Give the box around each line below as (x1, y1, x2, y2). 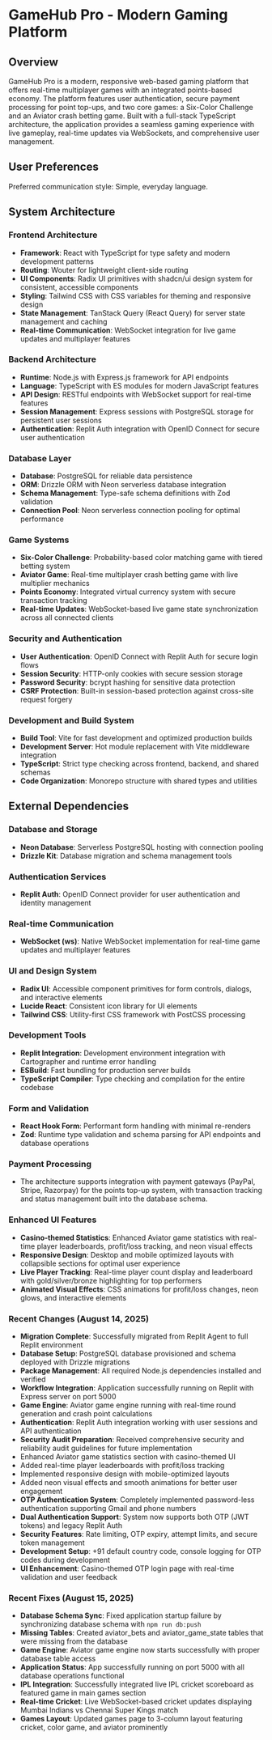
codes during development (19, 1555, 111, 1565)
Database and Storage (8, 824, 99, 835)
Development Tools (8, 1029, 87, 1041)
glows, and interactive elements (19, 1292, 127, 1302)
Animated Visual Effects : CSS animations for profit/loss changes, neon (19, 1284, 259, 1294)
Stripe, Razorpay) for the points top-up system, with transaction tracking (19, 1186, 263, 1195)
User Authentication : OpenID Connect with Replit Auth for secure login (19, 651, 258, 661)
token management (19, 1538, 85, 1547)
